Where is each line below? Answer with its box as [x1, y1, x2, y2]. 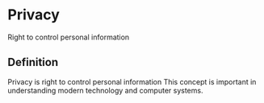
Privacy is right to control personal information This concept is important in [7, 76, 257, 86]
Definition [7, 56, 58, 69]
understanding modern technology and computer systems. [7, 85, 203, 95]
